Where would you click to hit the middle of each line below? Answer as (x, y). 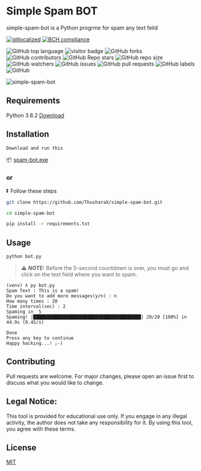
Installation (28, 134)
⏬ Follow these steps (32, 191)
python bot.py (24, 257)
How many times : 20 (32, 301)
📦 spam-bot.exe (27, 160)
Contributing (31, 362)
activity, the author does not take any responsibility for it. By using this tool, (100, 422)
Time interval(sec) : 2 (36, 307)
